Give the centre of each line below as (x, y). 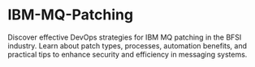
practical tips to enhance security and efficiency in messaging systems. (127, 54)
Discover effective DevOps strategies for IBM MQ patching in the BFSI (125, 37)
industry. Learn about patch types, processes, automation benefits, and (127, 45)
